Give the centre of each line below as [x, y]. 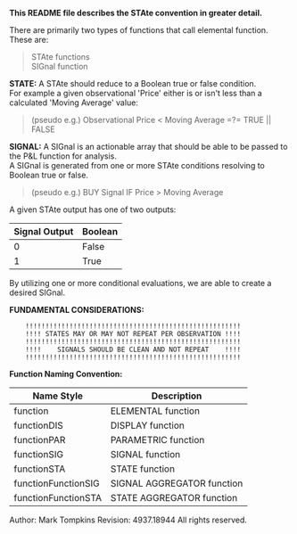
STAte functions [61, 57]
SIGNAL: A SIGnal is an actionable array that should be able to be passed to [148, 147]
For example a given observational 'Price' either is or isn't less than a [136, 93]
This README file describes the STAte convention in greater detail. [136, 13]
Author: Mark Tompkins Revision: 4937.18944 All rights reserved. [128, 520]
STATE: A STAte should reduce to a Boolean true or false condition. [133, 83]
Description [177, 396]
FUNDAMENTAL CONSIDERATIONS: [77, 310]
